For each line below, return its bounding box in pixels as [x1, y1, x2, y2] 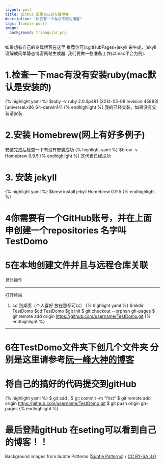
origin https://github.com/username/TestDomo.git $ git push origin [5, 400, 140, 406]
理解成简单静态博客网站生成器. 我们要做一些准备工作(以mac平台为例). [5, 50, 146, 56]
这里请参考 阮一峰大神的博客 [22, 354, 135, 365]
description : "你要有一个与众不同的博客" [5, 16, 82, 21]
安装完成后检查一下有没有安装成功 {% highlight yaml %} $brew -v [5, 146, 138, 153]
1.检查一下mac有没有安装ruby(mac [5, 69, 148, 81]
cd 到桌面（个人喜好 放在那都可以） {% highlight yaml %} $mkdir [12, 302, 144, 308]
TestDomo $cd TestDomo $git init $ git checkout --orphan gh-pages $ [12, 308, 155, 314]
